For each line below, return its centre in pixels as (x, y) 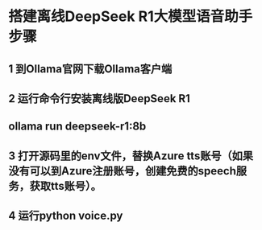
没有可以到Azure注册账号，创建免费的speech (122, 171)
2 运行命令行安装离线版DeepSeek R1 (100, 99)
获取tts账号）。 (66, 186)
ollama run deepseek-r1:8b (77, 127)
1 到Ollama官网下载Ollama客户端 (90, 69)
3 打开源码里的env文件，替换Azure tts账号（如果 (131, 156)
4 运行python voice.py (66, 216)
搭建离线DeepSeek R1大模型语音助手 (131, 16)
